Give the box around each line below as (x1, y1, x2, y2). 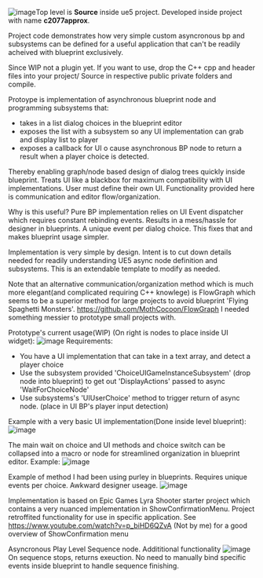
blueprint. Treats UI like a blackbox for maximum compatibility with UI (8, 175, 233, 185)
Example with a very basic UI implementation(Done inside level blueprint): (8, 417, 247, 426)
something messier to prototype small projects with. (8, 313, 177, 322)
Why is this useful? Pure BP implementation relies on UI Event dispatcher (8, 207, 243, 216)
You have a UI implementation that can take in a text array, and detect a (19, 352, 251, 360)
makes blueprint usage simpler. (8, 232, 110, 241)
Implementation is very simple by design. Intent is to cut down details (8, 247, 232, 257)
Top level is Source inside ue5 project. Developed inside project (35, 8, 243, 16)
